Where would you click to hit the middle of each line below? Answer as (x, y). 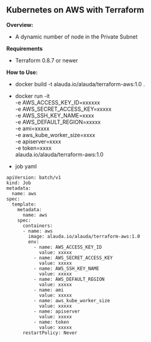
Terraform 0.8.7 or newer (47, 60)
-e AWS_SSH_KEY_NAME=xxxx (54, 115)
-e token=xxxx (33, 148)
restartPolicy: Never (50, 333)
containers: (37, 226)
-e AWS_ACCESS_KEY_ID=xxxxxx (58, 102)
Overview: (20, 24)
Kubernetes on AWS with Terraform (75, 10)
